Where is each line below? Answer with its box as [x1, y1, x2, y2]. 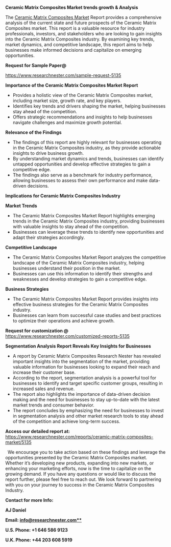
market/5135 [5, 439, 32, 445]
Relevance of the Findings [5, 129, 62, 135]
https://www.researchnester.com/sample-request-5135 [5, 72, 121, 78]
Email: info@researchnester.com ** [5, 517, 82, 523]
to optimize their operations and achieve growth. [12, 318, 115, 323]
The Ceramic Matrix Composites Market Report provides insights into [12, 296, 158, 302]
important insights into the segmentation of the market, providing [12, 358, 150, 364]
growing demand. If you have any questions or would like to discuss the [5, 471, 156, 477]
